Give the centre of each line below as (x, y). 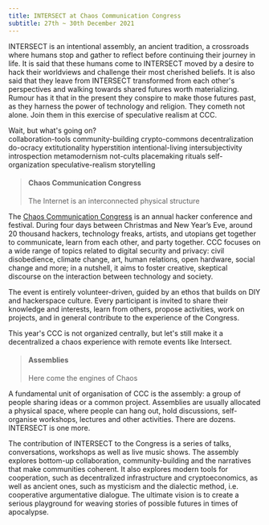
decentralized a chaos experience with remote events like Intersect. (120, 341)
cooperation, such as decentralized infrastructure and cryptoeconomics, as (133, 477)
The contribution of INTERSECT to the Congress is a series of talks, (120, 443)
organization (29, 164)
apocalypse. (29, 511)
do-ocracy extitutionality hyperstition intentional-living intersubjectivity (125, 147)
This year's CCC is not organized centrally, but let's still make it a (116, 333)
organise (23, 419)
